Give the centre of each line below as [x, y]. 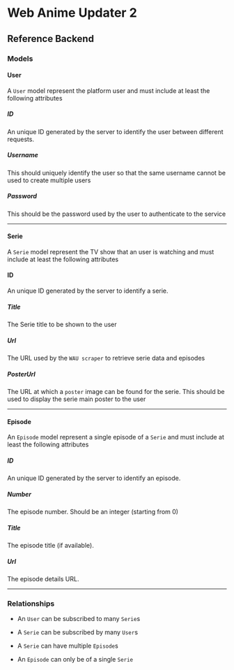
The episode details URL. [43, 579]
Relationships [31, 604]
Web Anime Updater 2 [72, 13]
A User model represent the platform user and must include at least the [109, 90]
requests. [21, 139]
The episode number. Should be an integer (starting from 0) [93, 512]
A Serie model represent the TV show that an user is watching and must [111, 252]
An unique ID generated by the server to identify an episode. [94, 478]
